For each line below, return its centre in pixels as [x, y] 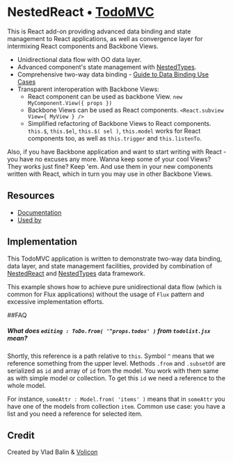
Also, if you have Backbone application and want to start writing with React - [117, 152]
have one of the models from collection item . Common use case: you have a [116, 406]
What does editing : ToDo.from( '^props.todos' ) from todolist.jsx [109, 331]
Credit [21, 435]
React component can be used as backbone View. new [105, 96]
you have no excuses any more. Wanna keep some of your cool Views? [109, 159]
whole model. [27, 385]
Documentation [39, 212]
